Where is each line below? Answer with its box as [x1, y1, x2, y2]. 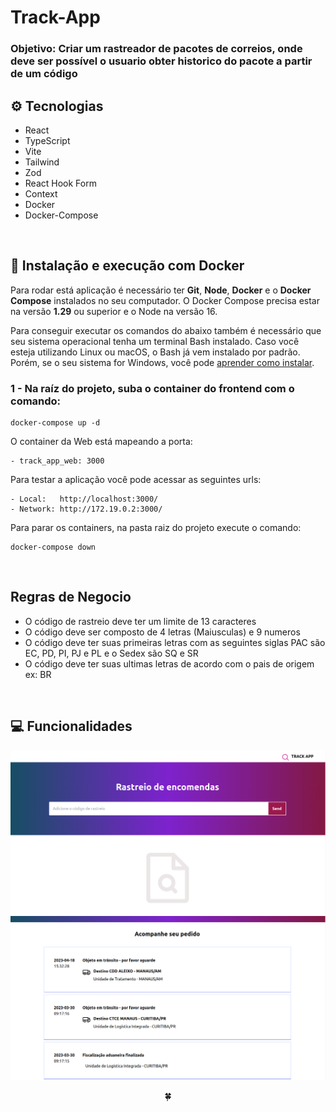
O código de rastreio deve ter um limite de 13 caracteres [24, 615, 257, 627]
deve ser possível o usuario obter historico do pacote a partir [10, 54, 313, 68]
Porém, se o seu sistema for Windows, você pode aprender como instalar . [10, 356, 315, 368]
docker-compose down [10, 542, 97, 553]
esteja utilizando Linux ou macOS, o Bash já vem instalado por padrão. [10, 346, 301, 358]
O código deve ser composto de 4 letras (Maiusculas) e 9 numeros [24, 626, 301, 638]
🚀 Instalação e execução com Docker [10, 257, 245, 275]
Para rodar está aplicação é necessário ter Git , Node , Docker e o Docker [10, 284, 312, 296]
